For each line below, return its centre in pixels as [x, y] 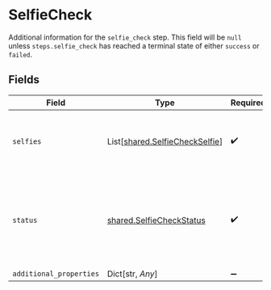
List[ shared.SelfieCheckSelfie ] [165, 141]
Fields [24, 80]
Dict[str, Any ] [132, 274]
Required [248, 103]
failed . [20, 54]
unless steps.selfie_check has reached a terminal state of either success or [134, 45]
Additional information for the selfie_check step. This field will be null [125, 37]
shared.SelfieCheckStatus [156, 220]
